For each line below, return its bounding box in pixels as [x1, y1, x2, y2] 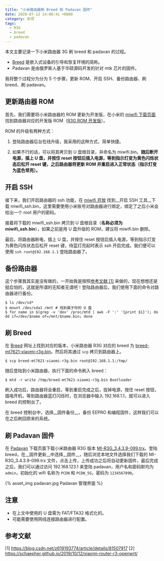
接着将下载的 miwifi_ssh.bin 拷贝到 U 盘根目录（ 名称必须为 [5, 219, 123, 226]
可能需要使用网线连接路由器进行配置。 [12, 516, 89, 522]
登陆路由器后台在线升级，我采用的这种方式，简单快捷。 [12, 138, 123, 144]
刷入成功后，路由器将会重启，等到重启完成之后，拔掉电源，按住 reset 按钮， [5, 387, 159, 393]
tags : [5, 21, 16, 26]
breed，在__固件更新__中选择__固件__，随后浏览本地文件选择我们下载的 [5, 451, 148, 457]
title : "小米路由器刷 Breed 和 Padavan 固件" [5, 7, 93, 12]
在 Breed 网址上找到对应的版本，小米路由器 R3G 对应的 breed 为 [5, 343, 135, 348]
